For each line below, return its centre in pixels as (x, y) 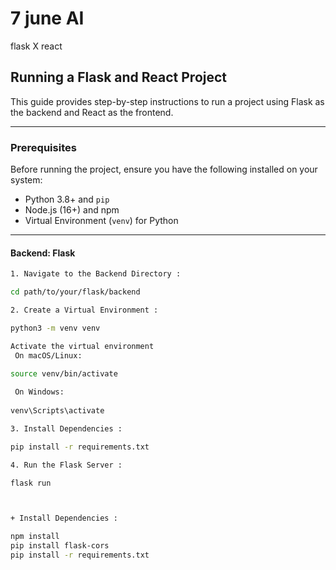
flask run (31, 483)
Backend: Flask (43, 253)
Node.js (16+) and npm (72, 210)
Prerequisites (43, 147)
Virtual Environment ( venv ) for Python (101, 221)
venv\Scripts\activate (57, 411)
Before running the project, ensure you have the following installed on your (164, 169)
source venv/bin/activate (64, 374)
